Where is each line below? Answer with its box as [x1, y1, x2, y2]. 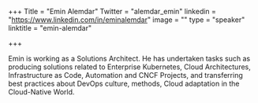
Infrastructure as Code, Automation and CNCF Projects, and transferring [8, 71, 243, 79]
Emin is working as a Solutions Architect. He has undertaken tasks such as [8, 54, 251, 63]
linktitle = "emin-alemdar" [8, 24, 92, 32]
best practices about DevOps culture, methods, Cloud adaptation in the [8, 79, 240, 88]
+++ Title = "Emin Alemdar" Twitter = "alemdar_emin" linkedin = [8, 7, 217, 16]
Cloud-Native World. [8, 87, 75, 97]
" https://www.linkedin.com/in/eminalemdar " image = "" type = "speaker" [8, 15, 245, 24]
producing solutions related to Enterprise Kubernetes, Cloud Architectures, [8, 62, 251, 72]
